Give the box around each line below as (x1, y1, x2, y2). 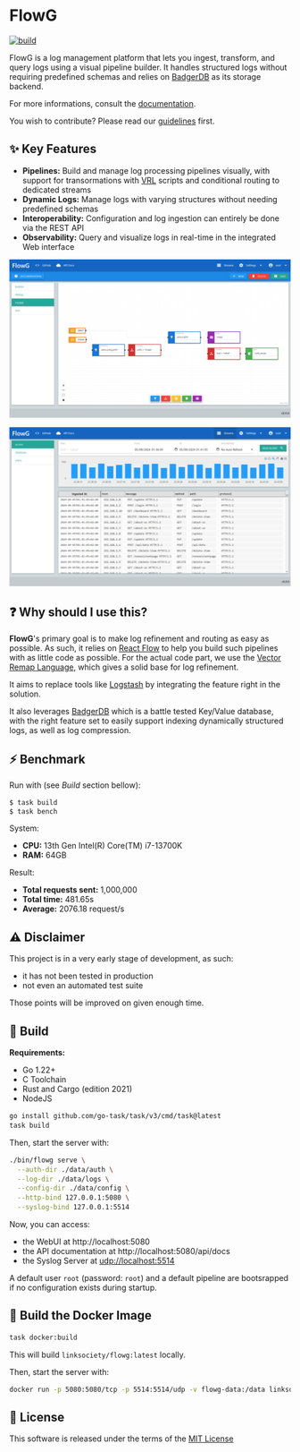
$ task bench (9, 807, 58, 816)
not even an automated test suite (21, 980, 144, 991)
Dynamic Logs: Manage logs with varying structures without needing (21, 193, 279, 204)
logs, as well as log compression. (9, 724, 131, 735)
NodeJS (21, 1093, 53, 1104)
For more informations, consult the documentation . (9, 98, 196, 108)
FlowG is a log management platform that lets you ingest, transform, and (9, 52, 275, 63)
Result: (9, 867, 35, 878)
